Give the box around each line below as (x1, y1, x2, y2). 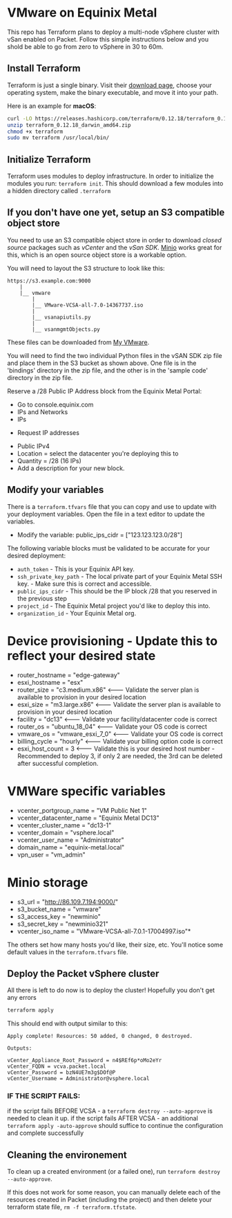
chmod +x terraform (7, 128, 64, 135)
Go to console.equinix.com (17, 400, 94, 409)
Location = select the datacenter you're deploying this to (17, 449, 179, 458)
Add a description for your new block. (17, 464, 125, 472)
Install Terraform (7, 62, 81, 74)
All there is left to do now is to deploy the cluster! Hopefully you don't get (7, 986, 215, 994)
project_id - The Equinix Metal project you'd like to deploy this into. (17, 601, 211, 610)
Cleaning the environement (7, 1149, 127, 1161)
